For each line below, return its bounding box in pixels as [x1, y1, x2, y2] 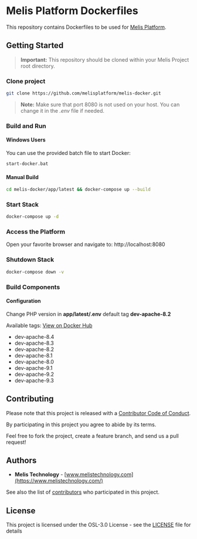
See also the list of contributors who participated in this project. [6, 489, 160, 496]
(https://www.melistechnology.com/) [14, 477, 104, 484]
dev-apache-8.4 [14, 333, 55, 340]
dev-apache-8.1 [14, 352, 53, 359]
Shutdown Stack [6, 255, 55, 264]
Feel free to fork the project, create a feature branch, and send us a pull [6, 432, 179, 439]
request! [6, 439, 26, 446]
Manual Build [6, 173, 39, 180]
